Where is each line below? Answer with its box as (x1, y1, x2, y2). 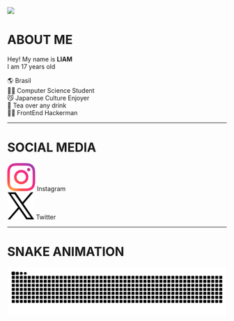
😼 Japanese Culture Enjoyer (7, 94, 90, 102)
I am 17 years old (7, 62, 56, 70)
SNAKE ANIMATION (7, 244, 125, 260)
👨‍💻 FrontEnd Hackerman (7, 108, 78, 117)
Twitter (36, 213, 56, 221)
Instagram (36, 184, 66, 193)
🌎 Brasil (7, 76, 31, 84)
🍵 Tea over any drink (7, 101, 67, 110)
